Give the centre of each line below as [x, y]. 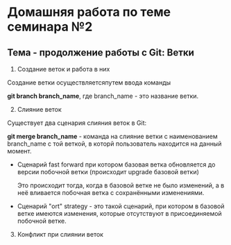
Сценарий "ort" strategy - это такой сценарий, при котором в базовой [121, 206]
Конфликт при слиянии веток [60, 234]
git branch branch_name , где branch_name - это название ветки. [103, 96]
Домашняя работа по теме [89, 12]
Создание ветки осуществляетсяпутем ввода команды [89, 83]
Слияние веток [40, 109]
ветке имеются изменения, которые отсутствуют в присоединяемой [119, 213]
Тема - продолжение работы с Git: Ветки [101, 52]
